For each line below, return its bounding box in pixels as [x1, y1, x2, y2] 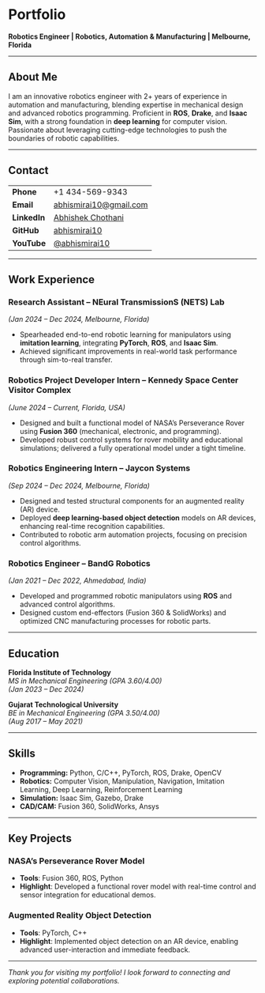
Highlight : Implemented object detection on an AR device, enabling [19, 936, 239, 946]
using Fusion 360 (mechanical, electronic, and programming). [19, 426, 222, 436]
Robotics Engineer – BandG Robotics [8, 557, 151, 568]
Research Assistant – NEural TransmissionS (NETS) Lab [8, 296, 225, 308]
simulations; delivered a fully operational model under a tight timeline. [19, 443, 246, 452]
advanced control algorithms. [19, 599, 116, 610]
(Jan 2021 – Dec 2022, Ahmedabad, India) [8, 576, 147, 586]
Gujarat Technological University [8, 700, 119, 709]
